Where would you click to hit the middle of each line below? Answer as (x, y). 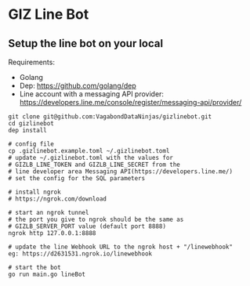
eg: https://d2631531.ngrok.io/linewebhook (80, 254)
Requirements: (31, 62)
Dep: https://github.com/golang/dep (78, 85)
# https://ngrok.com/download (58, 199)
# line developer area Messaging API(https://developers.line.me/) (121, 172)
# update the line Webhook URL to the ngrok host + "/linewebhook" (121, 247)
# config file (31, 144)
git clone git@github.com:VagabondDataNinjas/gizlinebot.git (110, 117)
